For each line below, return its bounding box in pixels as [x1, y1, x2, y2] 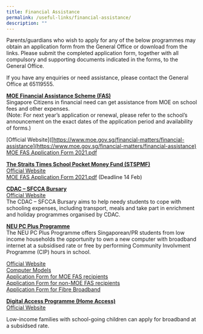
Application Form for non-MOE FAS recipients [6, 280, 120, 287]
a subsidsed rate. [6, 322, 50, 330]
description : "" [6, 20, 47, 26]
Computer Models [6, 267, 52, 274]
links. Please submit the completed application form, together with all [6, 50, 179, 57]
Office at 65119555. [6, 80, 55, 88]
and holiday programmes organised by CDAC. [6, 211, 121, 218]
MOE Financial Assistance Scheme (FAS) [6, 92, 111, 100]
